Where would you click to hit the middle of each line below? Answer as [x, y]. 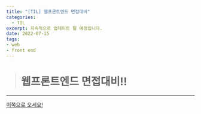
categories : [21, 17]
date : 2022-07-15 [28, 34]
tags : [13, 39]
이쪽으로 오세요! [25, 104]
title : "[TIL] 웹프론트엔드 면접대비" [48, 12]
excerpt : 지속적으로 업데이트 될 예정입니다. [54, 28]
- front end [21, 50]
